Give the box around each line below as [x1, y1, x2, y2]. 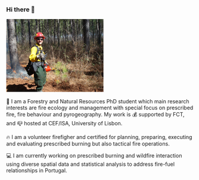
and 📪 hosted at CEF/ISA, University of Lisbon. [6, 120, 123, 127]
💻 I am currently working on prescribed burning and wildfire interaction [6, 152, 182, 159]
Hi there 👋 [6, 5, 36, 14]
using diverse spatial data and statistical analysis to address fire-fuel [6, 160, 175, 168]
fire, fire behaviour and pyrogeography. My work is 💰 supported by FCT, [6, 111, 185, 118]
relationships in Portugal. [6, 167, 67, 174]
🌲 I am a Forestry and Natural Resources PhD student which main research [6, 98, 189, 105]
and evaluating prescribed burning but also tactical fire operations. [6, 140, 170, 147]
